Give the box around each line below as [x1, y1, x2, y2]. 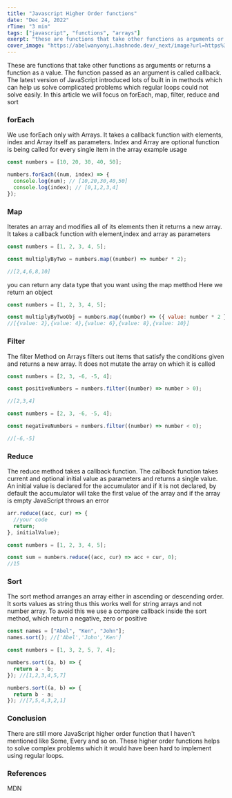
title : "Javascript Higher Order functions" [7, 10, 137, 17]
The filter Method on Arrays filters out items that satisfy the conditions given [7, 352, 224, 360]
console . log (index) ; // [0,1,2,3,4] [13, 184, 119, 191]
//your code [13, 516, 48, 523]
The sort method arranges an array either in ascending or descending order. [7, 592, 224, 601]
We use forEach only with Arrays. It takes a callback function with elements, [7, 130, 223, 139]
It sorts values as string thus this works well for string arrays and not [7, 600, 202, 608]
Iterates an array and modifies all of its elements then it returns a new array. [7, 222, 222, 231]
